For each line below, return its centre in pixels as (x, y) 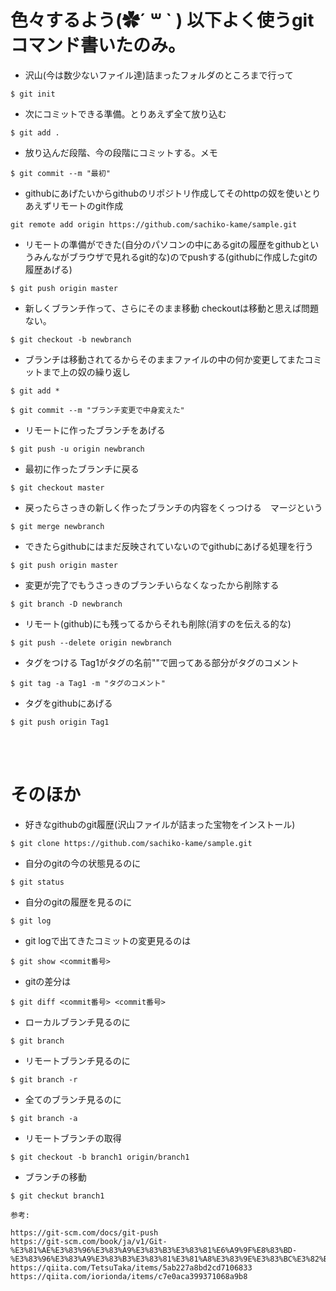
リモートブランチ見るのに (77, 1060)
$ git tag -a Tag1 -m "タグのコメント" (88, 683)
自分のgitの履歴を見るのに (78, 902)
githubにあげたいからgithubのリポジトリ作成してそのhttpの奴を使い (164, 193)
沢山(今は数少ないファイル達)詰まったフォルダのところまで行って (159, 75)
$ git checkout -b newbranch (71, 339)
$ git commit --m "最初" (60, 173)
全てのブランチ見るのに (73, 1099)
